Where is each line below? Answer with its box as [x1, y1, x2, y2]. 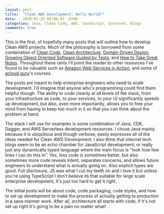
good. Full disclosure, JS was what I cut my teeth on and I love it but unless [5, 168, 157, 174]
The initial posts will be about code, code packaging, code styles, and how [5, 188, 156, 194]
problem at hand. [5, 111, 40, 117]
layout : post [5, 7, 32, 12]
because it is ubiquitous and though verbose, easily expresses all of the [5, 131, 150, 137]
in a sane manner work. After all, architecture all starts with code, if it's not [5, 198, 156, 204]
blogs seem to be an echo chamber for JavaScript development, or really [5, 142, 153, 148]
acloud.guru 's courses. [5, 70, 52, 76]
